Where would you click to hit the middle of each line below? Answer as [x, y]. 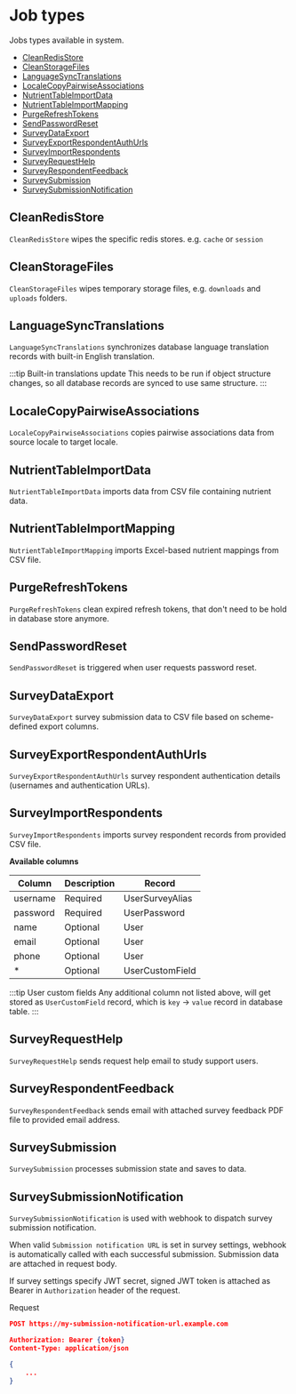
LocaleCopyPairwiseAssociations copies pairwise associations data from [142, 433]
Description [90, 883]
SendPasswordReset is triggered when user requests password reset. [133, 668]
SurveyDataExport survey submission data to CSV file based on [124, 717]
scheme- [258, 717]
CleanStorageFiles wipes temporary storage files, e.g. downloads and [135, 288]
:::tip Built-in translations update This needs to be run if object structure [140, 373]
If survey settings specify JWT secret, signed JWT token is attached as [140, 1281]
